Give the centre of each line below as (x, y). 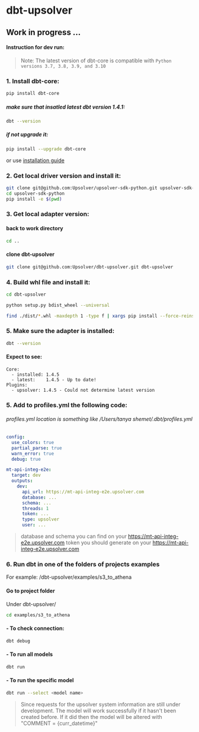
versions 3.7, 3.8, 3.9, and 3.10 (63, 66)
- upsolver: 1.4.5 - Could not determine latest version (83, 390)
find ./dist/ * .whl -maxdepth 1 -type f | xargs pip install (82, 316)
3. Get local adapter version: (48, 214)
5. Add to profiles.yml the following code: (67, 405)
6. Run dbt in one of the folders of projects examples (83, 564)
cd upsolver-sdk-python (36, 194)
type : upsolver (41, 519)
